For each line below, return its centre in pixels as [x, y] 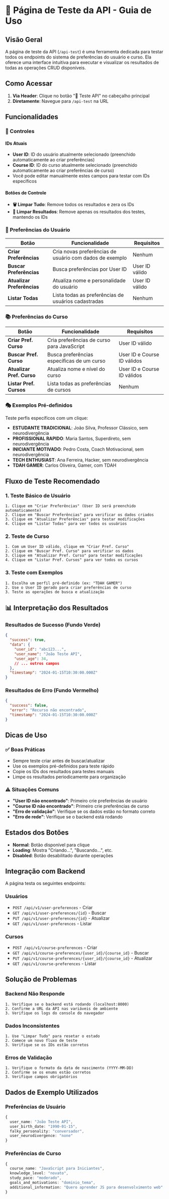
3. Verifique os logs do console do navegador [55, 1013]
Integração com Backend [45, 871]
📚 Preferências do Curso [36, 317]
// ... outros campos [37, 663]
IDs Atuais [16, 143]
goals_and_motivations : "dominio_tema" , [53, 1183]
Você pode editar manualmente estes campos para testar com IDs [81, 176]
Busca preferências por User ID [90, 269]
